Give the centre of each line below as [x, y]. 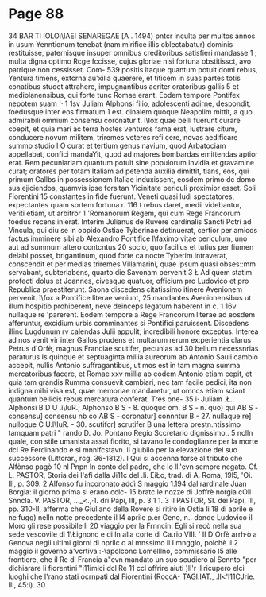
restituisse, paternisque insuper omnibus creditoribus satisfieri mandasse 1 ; [133, 52]
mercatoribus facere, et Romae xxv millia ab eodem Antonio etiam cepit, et [130, 374]
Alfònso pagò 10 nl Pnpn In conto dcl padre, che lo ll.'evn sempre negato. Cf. [133, 467]
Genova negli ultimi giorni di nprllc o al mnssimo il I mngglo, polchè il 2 [123, 542]
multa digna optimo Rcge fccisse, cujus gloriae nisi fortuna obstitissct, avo [130, 61]
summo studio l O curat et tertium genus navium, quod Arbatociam [117, 145]
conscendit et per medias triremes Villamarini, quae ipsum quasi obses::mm [132, 264]
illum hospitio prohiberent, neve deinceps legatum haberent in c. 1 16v [122, 306]
